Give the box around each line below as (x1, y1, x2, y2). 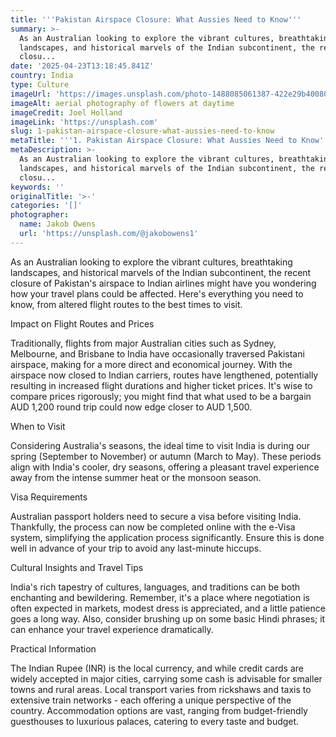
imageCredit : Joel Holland (10, 107, 123, 118)
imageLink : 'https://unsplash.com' (10, 117, 159, 127)
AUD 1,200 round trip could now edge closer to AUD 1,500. (10, 401, 253, 413)
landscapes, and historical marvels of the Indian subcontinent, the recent (10, 266, 312, 278)
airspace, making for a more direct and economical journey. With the (10, 358, 293, 370)
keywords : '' (10, 182, 65, 192)
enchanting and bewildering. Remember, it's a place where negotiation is (10, 591, 310, 603)
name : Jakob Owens (19, 219, 97, 230)
